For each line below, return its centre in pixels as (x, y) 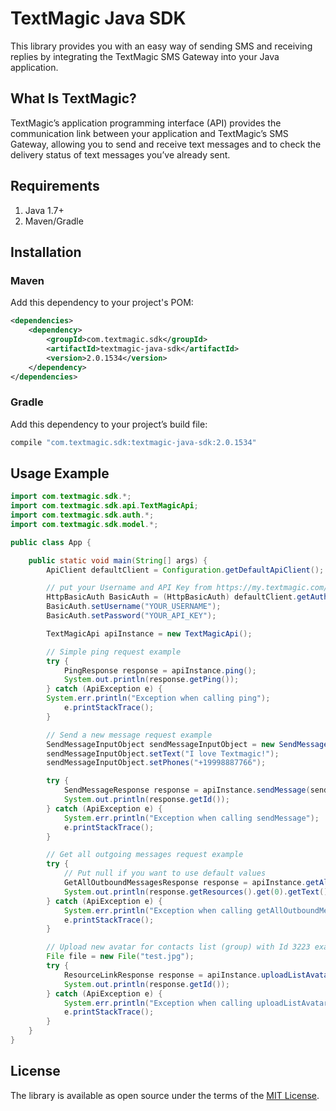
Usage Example (60, 473)
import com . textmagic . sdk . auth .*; (82, 515)
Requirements (55, 186)
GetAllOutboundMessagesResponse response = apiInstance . (185, 883)
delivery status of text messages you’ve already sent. (120, 154)
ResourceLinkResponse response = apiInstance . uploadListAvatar (198, 975)
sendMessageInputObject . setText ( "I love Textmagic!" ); (163, 753)
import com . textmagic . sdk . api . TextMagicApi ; (104, 506)
